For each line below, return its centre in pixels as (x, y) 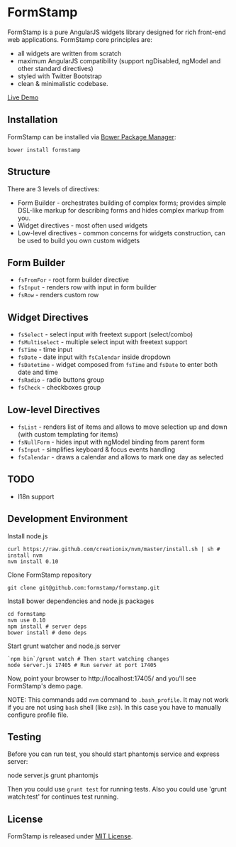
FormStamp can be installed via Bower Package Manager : (92, 137)
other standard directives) (55, 68)
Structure (29, 172)
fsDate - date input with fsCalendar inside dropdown (94, 357)
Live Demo (23, 97)
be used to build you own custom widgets (79, 240)
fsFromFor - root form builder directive (73, 280)
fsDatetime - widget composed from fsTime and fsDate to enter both (118, 365)
